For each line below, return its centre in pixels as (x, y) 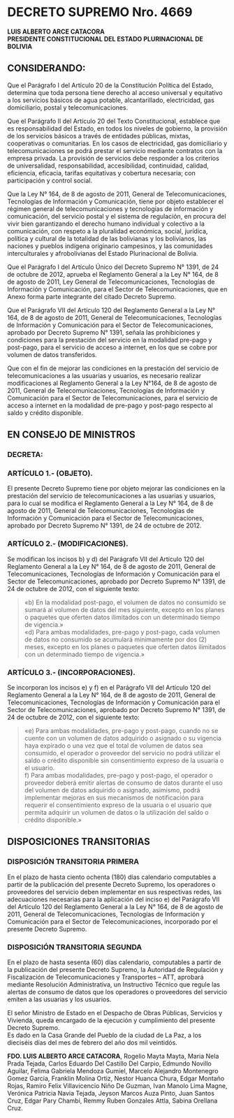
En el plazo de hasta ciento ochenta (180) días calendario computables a (112, 877)
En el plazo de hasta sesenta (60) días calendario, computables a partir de (114, 962)
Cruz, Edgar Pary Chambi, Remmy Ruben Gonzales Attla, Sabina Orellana (112, 1101)
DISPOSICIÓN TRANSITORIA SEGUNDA (75, 947)
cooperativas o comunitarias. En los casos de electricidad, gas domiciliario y (117, 143)
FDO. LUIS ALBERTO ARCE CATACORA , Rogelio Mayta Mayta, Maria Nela (113, 1056)
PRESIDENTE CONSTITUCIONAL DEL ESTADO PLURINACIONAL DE (105, 38)
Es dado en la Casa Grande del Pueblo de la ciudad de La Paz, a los (104, 1035)
